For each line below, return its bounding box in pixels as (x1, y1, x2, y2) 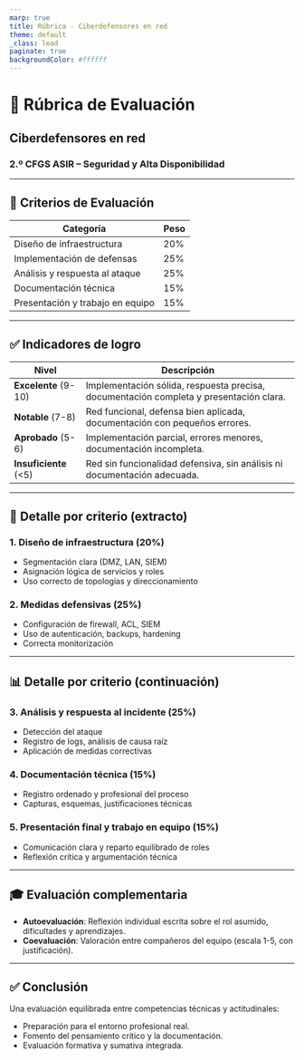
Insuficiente (14, 457, 67, 469)
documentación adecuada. (85, 468, 200, 481)
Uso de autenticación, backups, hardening (22, 629, 181, 640)
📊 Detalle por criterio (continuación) (9, 674, 220, 689)
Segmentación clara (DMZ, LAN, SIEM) (22, 556, 167, 567)
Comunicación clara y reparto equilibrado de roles (22, 842, 210, 853)
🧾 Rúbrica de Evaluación (9, 94, 195, 115)
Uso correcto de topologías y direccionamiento (22, 576, 199, 587)
